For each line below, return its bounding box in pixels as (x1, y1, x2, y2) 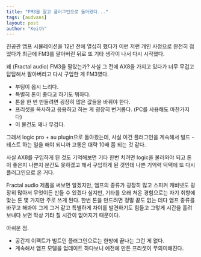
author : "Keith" (6, 25, 47, 32)
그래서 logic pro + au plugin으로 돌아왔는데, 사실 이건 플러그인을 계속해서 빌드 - (6, 133, 194, 141)
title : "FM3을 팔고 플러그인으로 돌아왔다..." (6, 8, 109, 15)
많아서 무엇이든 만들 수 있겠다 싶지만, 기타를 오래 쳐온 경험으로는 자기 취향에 (17, 189, 196, 196)
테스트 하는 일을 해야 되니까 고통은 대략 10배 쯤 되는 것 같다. (6, 141, 146, 148)
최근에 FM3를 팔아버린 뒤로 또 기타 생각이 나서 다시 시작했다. (22, 50, 165, 58)
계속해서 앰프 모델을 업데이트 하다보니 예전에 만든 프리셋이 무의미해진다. (14, 244, 184, 252)
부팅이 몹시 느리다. (14, 83, 59, 91)
